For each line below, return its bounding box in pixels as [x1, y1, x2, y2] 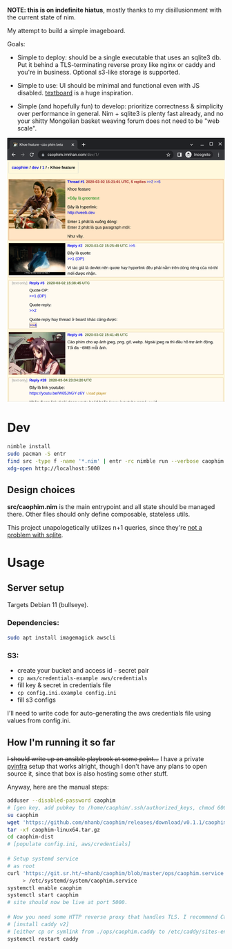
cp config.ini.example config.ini [17, 690, 117, 697]
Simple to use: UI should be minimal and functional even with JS [17, 82, 200, 89]
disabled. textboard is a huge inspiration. [17, 89, 133, 97]
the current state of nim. [7, 13, 76, 21]
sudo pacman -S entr [7, 450, 67, 458]
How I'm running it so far [7, 736, 115, 748]
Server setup [7, 582, 64, 594]
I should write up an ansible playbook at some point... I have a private [7, 755, 204, 763]
